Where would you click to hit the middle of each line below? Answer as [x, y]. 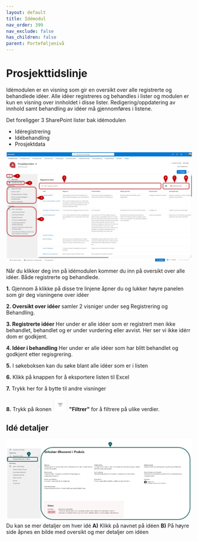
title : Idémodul [26, 19]
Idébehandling [32, 137]
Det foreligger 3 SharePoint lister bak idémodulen [66, 120]
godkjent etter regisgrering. [39, 355]
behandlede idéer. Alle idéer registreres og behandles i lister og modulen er [98, 96]
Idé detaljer [27, 428]
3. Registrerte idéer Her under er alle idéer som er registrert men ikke [91, 324]
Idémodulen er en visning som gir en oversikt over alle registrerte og [89, 90]
